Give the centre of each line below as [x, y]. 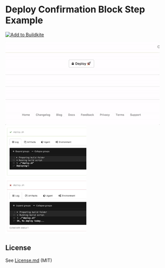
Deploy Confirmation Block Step [75, 10]
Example [24, 20]
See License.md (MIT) [29, 260]
